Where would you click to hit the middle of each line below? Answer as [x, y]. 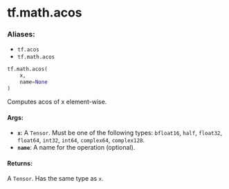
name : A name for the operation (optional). [76, 148]
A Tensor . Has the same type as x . [55, 179]
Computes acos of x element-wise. [57, 101]
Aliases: [21, 34]
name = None [34, 82]
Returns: [20, 163]
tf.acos [28, 50]
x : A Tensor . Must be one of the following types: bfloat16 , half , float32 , [120, 133]
